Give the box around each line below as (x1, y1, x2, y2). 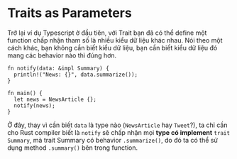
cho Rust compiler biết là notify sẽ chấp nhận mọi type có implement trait (7, 128, 231, 136)
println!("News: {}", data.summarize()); (13, 71, 138, 78)
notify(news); (13, 102, 55, 109)
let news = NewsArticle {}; (13, 96, 97, 103)
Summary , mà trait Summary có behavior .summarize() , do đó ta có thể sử (7, 136, 219, 144)
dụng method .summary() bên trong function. (7, 143, 138, 152)
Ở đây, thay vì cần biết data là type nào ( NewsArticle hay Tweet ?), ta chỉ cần (7, 121, 228, 129)
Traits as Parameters (7, 5, 133, 21)
